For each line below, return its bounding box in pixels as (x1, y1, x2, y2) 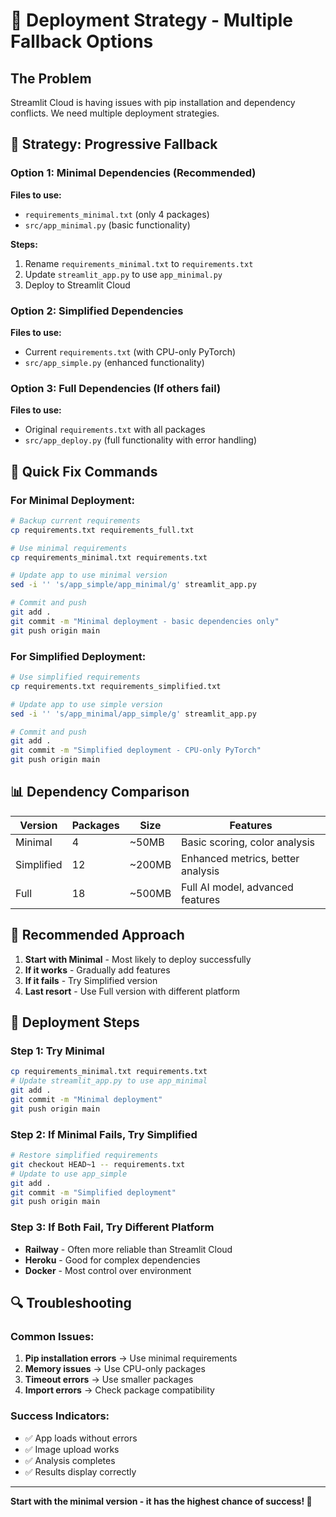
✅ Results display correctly (24, 1465, 137, 1478)
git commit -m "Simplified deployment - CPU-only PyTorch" (10, 745, 262, 756)
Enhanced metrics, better (181, 851, 300, 865)
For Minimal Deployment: (10, 493, 135, 507)
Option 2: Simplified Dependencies (10, 304, 184, 318)
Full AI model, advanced (181, 880, 294, 894)
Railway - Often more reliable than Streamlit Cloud (24, 1243, 233, 1255)
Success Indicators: (10, 1409, 110, 1423)
